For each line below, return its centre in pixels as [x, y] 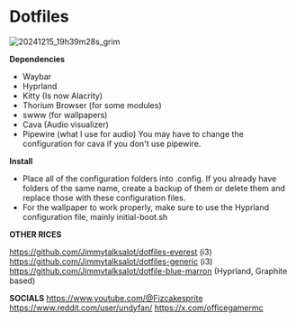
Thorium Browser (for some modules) [92, 105]
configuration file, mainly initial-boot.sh [95, 216]
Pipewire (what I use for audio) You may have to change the [133, 133]
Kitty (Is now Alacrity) [63, 96]
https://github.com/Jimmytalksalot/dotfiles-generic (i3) [111, 261]
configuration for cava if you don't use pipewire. [112, 143]
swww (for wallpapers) [65, 115]
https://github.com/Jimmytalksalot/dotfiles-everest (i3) [111, 252]
